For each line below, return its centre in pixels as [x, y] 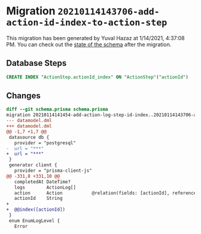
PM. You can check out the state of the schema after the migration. [89, 44]
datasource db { [29, 137]
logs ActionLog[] [45, 187]
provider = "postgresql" [45, 143]
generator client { [33, 165]
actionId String [38, 199]
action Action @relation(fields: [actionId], [92, 193]
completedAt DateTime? [42, 182]
